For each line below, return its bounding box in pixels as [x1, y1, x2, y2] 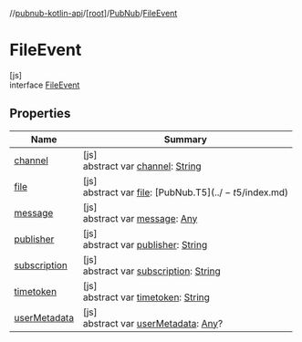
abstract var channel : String [82, 160, 203, 172]
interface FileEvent [9, 79, 80, 90]
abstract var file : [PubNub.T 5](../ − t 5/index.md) [82, 186, 289, 199]
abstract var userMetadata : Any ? [82, 316, 224, 329]
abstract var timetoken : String [82, 291, 210, 304]
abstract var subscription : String [82, 264, 221, 277]
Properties [9, 106, 71, 121]
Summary [163, 132, 208, 145]
